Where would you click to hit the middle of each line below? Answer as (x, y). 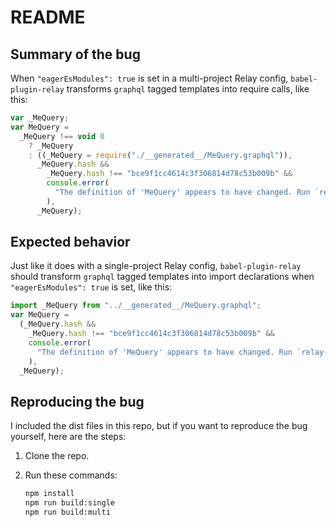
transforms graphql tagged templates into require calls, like (188, 89)
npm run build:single (69, 503)
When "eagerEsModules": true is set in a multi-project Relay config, (149, 78)
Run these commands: (71, 475)
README (48, 17)
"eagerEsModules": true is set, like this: (91, 287)
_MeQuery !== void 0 (62, 136)
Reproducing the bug (77, 401)
